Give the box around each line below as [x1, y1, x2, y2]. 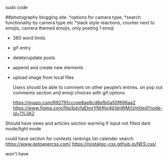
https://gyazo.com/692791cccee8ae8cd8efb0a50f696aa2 [12, 99, 136, 105]
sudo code [5, 5, 28, 10]
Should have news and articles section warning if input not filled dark [5, 120, 151, 126]
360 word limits [12, 35, 46, 41]
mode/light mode [5, 126, 41, 131]
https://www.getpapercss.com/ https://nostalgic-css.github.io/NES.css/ [5, 141, 157, 147]
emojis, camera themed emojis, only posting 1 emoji [5, 25, 114, 31]
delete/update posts [12, 55, 55, 61]
